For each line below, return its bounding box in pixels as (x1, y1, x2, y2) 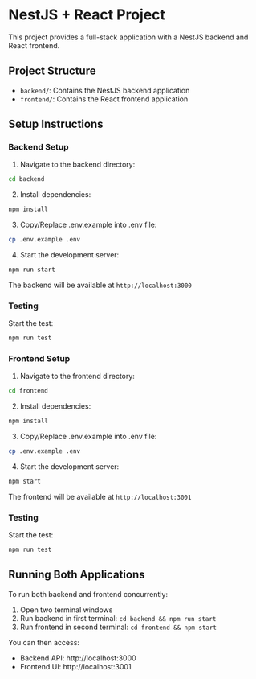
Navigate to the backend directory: (19, 159, 136, 170)
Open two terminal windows (19, 605, 113, 615)
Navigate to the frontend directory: (19, 372, 135, 381)
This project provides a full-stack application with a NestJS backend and (8, 32, 249, 42)
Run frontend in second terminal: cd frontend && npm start (19, 622, 217, 632)
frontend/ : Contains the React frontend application (19, 94, 189, 104)
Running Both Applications (8, 568, 145, 582)
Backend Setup (8, 142, 70, 153)
